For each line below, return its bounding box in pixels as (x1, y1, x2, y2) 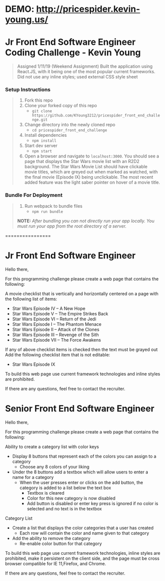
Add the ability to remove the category (12, 535, 91, 541)
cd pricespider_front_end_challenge (32, 128, 107, 133)
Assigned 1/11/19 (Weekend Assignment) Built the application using (17, 63, 153, 70)
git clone (32, 109, 52, 114)
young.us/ (5, 14, 48, 25)
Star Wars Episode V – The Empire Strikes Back (12, 310, 108, 316)
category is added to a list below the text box (19, 485, 111, 491)
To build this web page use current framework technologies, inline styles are (5, 550, 161, 556)
